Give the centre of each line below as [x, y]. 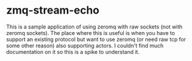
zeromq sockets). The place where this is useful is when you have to [91, 33]
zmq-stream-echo [53, 10]
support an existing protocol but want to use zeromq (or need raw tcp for [96, 39]
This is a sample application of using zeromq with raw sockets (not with [94, 27]
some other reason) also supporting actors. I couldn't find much [85, 46]
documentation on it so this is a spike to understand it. [73, 52]
